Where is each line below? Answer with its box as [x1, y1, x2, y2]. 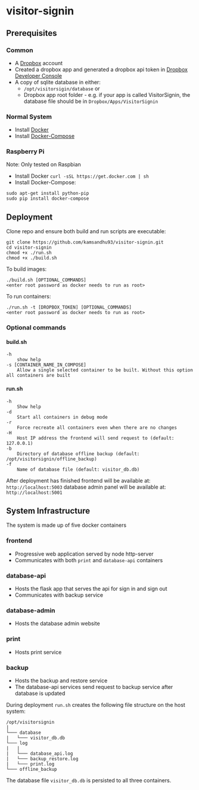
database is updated [14, 690, 66, 697]
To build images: [6, 266, 47, 273]
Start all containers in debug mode [17, 414, 108, 420]
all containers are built [6, 373, 70, 379]
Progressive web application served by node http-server [14, 550, 154, 557]
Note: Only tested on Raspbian [6, 161, 82, 168]
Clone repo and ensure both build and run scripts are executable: [6, 228, 166, 235]
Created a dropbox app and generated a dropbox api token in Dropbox [14, 66, 188, 73]
